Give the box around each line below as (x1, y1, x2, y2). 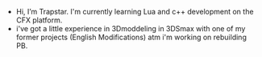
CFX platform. (15, 15, 63, 25)
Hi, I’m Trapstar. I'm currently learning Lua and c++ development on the (15, 7, 254, 16)
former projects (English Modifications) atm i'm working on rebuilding (15, 32, 247, 42)
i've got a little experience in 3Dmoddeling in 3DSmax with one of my (15, 24, 246, 33)
